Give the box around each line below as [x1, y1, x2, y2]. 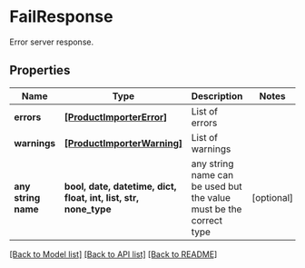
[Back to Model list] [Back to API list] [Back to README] [9, 248, 218, 260]
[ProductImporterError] [64, 111, 168, 124]
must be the [191, 203, 242, 215]
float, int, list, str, [64, 191, 139, 203]
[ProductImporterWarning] [64, 136, 183, 149]
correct [191, 213, 222, 226]
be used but [191, 180, 242, 193]
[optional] [251, 191, 293, 203]
